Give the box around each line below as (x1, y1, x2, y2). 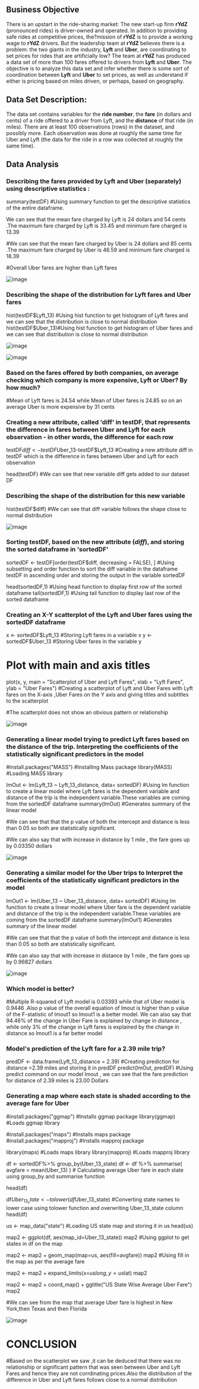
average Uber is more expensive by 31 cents (6, 403, 115, 410)
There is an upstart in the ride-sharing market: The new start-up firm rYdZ (6, 20, 188, 27)
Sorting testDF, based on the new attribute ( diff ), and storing (6, 538, 185, 546)
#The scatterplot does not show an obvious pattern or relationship (6, 709, 168, 716)
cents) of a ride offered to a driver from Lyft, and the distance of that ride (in (6, 117, 194, 124)
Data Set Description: (6, 95, 87, 105)
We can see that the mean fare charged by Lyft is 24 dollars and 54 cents (6, 216, 186, 223)
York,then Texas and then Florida (6, 1305, 87, 1312)
